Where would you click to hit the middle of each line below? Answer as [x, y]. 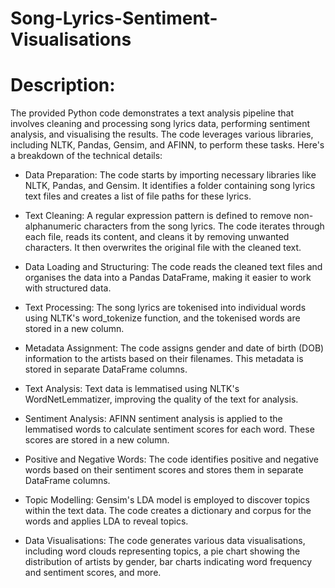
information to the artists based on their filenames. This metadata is [164, 359]
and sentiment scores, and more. [93, 573]
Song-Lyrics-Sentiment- [114, 18]
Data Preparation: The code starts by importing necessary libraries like [170, 175]
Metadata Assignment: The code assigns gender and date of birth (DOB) [174, 348]
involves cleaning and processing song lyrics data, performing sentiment [160, 124]
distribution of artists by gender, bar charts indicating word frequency [168, 562]
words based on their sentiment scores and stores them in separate [164, 470]
